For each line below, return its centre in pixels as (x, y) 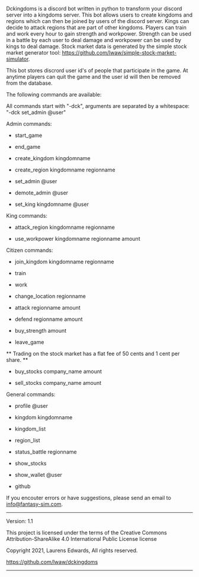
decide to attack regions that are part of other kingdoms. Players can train (96, 27)
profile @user (31, 406)
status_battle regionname (46, 452)
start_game (28, 135)
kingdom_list (30, 429)
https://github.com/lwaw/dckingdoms (52, 562)
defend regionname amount (49, 319)
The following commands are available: (54, 95)
